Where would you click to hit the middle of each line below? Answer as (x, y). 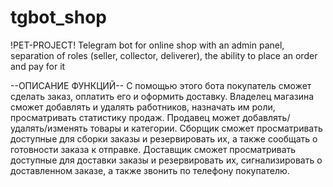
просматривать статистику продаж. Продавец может (125, 117)
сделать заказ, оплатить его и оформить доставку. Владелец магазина (162, 96)
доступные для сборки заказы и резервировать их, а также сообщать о (164, 138)
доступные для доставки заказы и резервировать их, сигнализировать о (166, 160)
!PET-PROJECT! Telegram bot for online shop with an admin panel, (147, 45)
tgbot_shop (59, 17)
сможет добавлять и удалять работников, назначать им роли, (143, 107)
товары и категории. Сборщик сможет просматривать (206, 128)
